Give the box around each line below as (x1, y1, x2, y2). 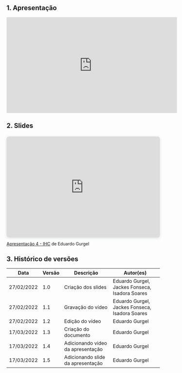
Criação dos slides (64, 283, 107, 290)
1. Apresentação (6, 4, 57, 12)
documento (64, 332, 91, 338)
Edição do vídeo (64, 317, 101, 324)
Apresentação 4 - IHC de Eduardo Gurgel (6, 241, 90, 246)
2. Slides (6, 122, 34, 130)
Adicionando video (64, 339, 108, 346)
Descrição (74, 269, 99, 276)
